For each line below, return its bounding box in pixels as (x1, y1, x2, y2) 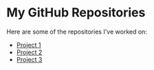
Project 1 (16, 40, 41, 49)
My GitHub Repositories (6, 5, 146, 21)
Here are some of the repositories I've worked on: (6, 27, 147, 36)
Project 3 (16, 55, 43, 63)
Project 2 (16, 48, 43, 56)
